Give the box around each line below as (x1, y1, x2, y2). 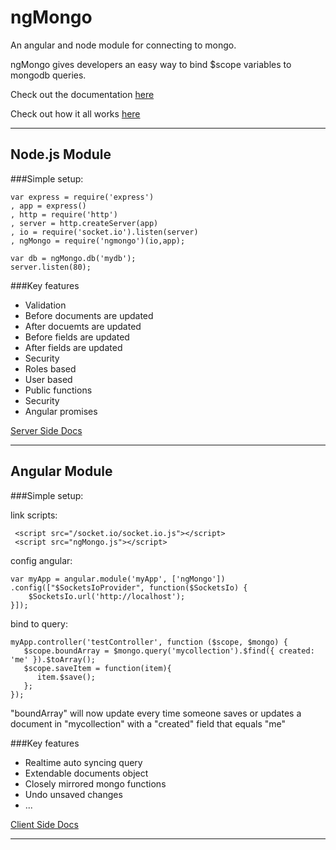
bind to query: (10, 617, 68, 630)
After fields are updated (24, 341, 123, 353)
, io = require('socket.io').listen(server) (10, 227, 199, 237)
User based (24, 373, 73, 385)
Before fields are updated (24, 331, 130, 343)
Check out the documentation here (10, 88, 155, 100)
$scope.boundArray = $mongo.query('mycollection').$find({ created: (23, 646, 315, 656)
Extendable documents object (24, 767, 149, 779)
